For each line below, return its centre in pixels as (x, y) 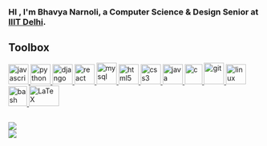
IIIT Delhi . (27, 22)
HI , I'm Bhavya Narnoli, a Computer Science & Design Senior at (133, 12)
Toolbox (29, 47)
